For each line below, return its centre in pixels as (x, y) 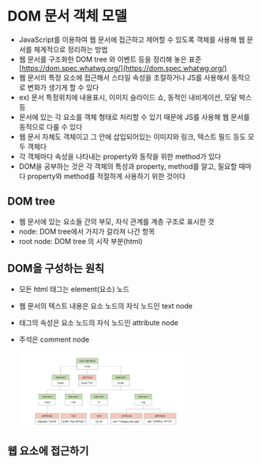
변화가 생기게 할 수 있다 (63, 87)
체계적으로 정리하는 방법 (71, 49)
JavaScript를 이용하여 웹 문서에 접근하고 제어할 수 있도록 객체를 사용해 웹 (132, 39)
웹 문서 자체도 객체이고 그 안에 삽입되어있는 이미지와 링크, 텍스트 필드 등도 (132, 137)
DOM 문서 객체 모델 (67, 16)
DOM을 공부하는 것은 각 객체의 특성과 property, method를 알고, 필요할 (128, 166)
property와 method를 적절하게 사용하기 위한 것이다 (107, 176)
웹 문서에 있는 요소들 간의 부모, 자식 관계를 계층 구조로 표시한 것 (116, 221)
